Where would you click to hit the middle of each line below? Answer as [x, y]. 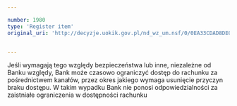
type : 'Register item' [41, 26]
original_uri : [28, 33]
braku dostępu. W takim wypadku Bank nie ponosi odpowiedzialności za [113, 88]
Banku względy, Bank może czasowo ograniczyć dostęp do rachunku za [113, 73]
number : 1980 [26, 20]
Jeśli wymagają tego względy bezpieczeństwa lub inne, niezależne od [109, 65]
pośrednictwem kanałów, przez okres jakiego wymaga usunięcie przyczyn [115, 80]
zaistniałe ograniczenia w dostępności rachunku [77, 95]
